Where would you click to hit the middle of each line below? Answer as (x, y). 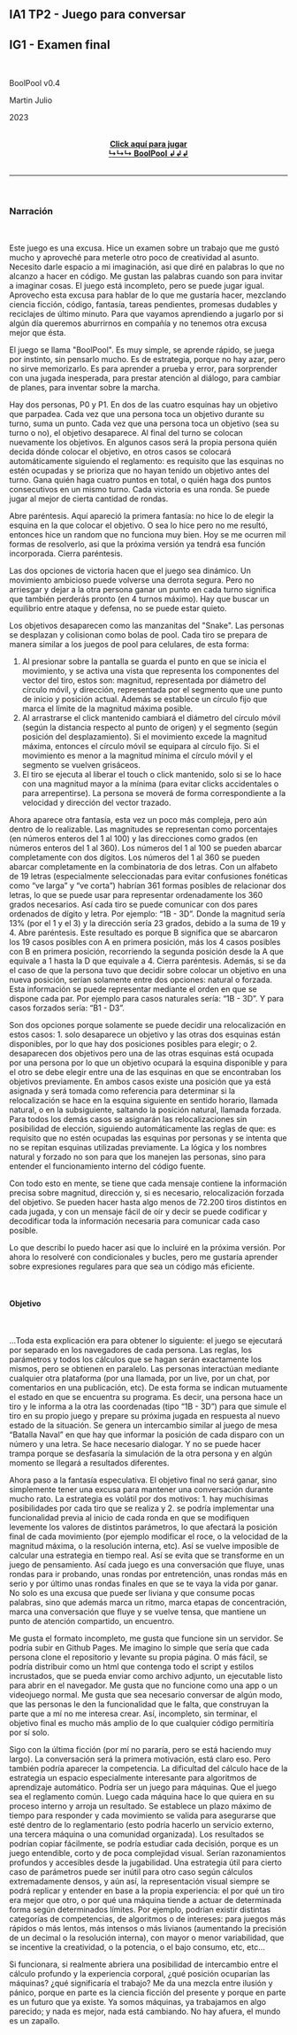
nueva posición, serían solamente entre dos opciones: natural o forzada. (141, 979)
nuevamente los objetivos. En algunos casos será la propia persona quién (143, 442)
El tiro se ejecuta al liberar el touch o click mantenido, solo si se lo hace (152, 774)
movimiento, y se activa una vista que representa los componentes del (151, 670)
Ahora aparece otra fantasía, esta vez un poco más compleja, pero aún (138, 819)
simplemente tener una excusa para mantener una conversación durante (141, 1489)
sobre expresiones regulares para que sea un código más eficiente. (132, 1266)
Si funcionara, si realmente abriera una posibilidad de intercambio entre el (144, 1964)
